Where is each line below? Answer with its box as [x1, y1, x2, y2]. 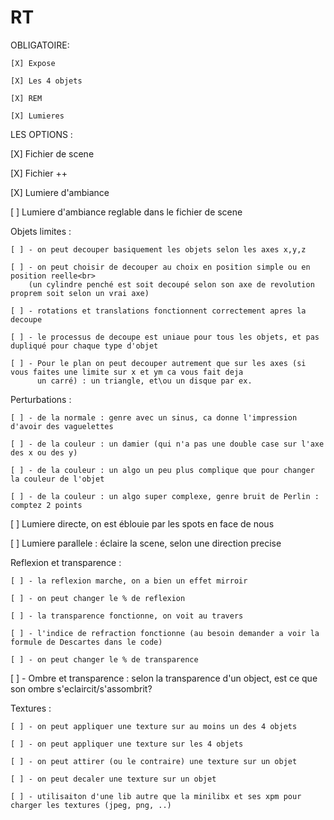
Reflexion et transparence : [10, 556, 122, 568]
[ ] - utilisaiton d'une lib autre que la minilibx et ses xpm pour [10, 791, 302, 801]
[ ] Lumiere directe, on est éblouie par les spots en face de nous [10, 517, 275, 530]
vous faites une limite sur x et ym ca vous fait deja [10, 367, 244, 377]
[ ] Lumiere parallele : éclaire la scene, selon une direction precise [10, 537, 282, 549]
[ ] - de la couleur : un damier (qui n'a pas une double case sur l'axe [10, 439, 325, 449]
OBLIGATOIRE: [10, 39, 70, 51]
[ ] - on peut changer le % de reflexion [10, 593, 186, 603]
